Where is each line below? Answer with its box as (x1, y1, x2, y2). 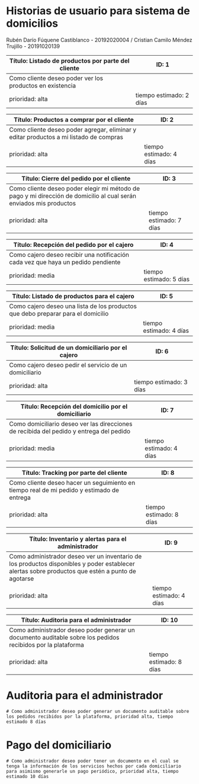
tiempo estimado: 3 (134, 378, 188, 386)
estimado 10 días (6, 773, 49, 779)
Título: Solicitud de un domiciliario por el (10, 343, 127, 352)
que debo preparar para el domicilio (9, 309, 109, 317)
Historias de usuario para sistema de (6, 4, 191, 18)
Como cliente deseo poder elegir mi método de (9, 184, 140, 192)
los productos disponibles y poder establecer (9, 560, 135, 568)
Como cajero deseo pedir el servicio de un (9, 361, 127, 369)
